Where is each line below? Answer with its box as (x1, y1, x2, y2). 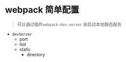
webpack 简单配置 (5, 4, 79, 15)
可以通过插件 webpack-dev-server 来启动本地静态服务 (17, 21, 122, 27)
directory (26, 51, 45, 57)
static (19, 46, 31, 52)
